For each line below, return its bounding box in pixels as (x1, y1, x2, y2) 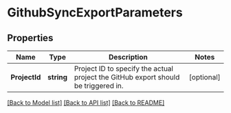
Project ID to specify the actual (74, 64, 174, 73)
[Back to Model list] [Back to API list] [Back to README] (7, 99, 165, 107)
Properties (7, 32, 54, 44)
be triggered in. (74, 81, 124, 90)
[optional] (188, 73, 221, 81)
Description (109, 53, 148, 62)
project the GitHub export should (74, 73, 180, 81)
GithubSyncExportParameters (7, 5, 184, 21)
